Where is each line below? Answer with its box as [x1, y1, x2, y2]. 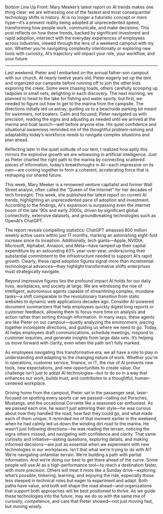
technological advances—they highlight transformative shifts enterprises [5, 264, 150, 269]
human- [135, 375, 151, 381]
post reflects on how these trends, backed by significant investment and [5, 30, 149, 35]
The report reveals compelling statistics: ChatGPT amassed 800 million [5, 227, 147, 233]
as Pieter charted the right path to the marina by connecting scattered [5, 157, 145, 162]
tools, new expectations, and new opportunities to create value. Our [5, 365, 141, 371]
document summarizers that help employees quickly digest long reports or [5, 304, 154, 309]
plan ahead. [5, 137, 29, 142]
